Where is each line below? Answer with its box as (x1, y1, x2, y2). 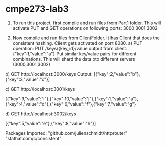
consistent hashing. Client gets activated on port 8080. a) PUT (12, 40, 143, 46)
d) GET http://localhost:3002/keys (5, 111, 76, 117)
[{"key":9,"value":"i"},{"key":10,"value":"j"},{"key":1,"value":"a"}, (5, 96, 139, 102)
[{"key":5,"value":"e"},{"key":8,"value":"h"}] (5, 120, 96, 126)
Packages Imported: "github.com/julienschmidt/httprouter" (5, 130, 128, 136)
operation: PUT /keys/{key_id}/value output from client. (12, 45, 128, 51)
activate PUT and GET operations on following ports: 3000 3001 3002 (12, 25, 158, 31)
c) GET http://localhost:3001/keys (5, 86, 75, 92)
